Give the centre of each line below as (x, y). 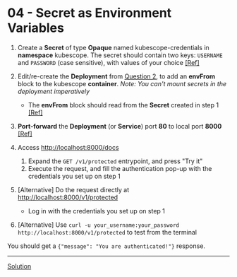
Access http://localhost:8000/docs (68, 147)
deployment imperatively (54, 91)
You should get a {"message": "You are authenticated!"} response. (107, 246)
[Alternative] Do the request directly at (73, 189)
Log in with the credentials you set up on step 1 (97, 211)
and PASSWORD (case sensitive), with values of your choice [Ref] (108, 62)
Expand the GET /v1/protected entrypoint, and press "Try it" (115, 161)
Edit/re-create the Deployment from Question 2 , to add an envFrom (116, 76)
